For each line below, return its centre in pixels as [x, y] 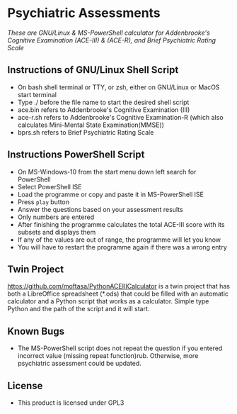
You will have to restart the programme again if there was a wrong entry [122, 247]
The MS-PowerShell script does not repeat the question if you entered [120, 348]
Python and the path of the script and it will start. [79, 309]
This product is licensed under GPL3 [71, 403]
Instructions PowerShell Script [76, 155]
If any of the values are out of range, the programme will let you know [119, 240]
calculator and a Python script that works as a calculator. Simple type [108, 301]
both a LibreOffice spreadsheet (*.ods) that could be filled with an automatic [118, 294]
